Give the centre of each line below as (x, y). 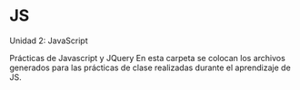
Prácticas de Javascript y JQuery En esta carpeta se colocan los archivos (148, 58)
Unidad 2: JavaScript (49, 40)
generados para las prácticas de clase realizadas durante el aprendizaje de (150, 67)
